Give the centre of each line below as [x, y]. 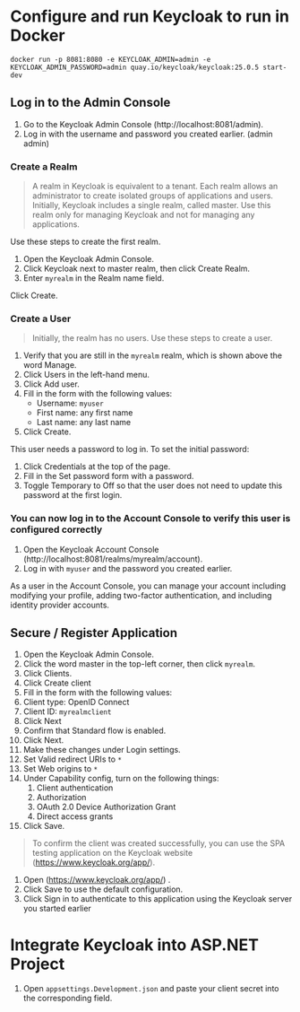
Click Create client [57, 683]
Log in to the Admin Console [90, 103]
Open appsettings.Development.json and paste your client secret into [151, 989]
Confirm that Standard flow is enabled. [94, 731]
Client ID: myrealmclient [67, 711]
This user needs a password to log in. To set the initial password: [130, 449]
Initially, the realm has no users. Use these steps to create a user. [152, 338]
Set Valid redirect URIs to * [72, 759]
